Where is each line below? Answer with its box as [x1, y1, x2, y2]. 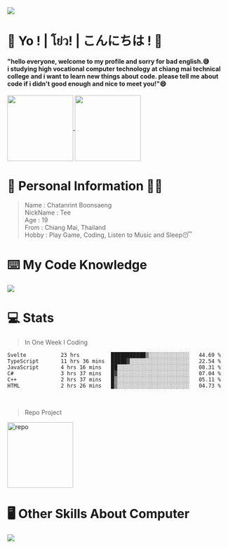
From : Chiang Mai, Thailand [24, 224, 107, 232]
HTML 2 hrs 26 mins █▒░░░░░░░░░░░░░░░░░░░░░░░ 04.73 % [7, 382, 221, 390]
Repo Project [24, 408, 62, 416]
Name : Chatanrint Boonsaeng [24, 201, 112, 210]
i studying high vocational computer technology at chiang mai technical [7, 65, 221, 73]
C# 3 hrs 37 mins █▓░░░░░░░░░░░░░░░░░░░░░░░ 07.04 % [7, 370, 221, 377]
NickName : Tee [24, 208, 72, 217]
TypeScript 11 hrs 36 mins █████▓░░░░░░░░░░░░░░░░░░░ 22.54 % [7, 358, 221, 365]
